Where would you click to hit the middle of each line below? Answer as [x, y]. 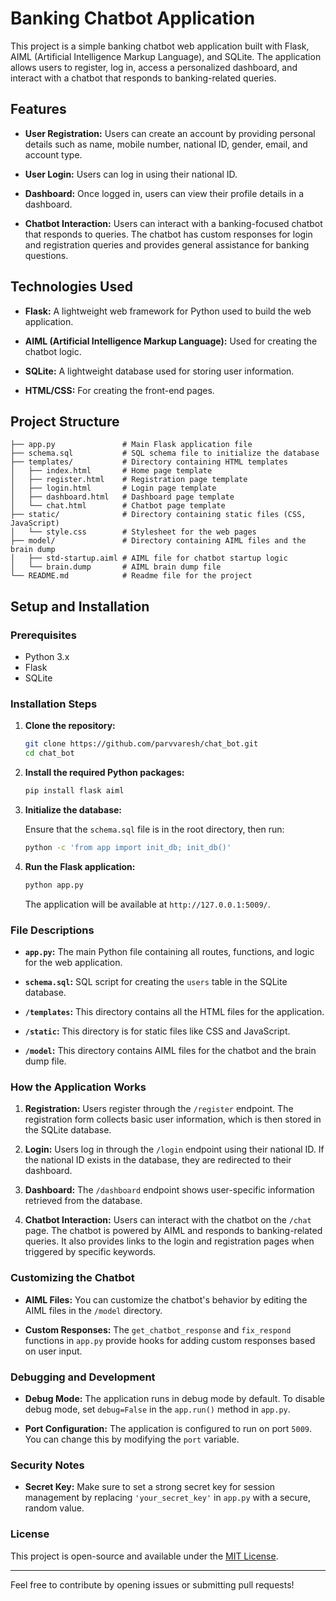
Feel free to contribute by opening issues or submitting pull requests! [152, 1584]
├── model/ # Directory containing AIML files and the [158, 541]
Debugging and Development [83, 1377]
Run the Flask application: [80, 866]
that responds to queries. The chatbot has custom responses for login [168, 234]
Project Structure [65, 421]
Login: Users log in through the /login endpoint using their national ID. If [174, 1149]
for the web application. [73, 963]
